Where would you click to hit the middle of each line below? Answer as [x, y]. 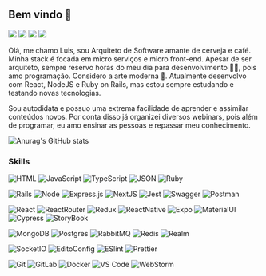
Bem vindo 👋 [40, 15]
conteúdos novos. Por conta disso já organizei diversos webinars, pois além [133, 116]
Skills [19, 161]
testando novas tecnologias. [55, 93]
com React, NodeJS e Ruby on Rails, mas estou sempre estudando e [121, 84]
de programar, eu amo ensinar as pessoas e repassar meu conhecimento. [130, 125]
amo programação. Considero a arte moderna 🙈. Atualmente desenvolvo [127, 76]
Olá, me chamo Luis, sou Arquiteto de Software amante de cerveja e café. [130, 50]
